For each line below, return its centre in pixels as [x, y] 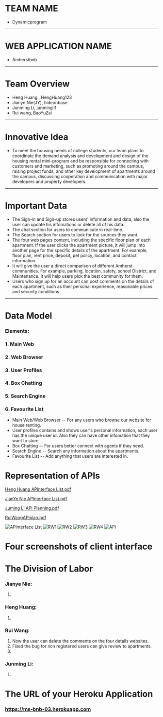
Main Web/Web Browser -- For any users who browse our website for [81, 420]
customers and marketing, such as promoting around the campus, [78, 166]
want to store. [26, 440]
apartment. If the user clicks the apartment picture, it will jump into [79, 245]
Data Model [29, 315]
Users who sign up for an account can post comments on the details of [83, 281]
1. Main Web [20, 344]
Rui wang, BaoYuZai [32, 113]
